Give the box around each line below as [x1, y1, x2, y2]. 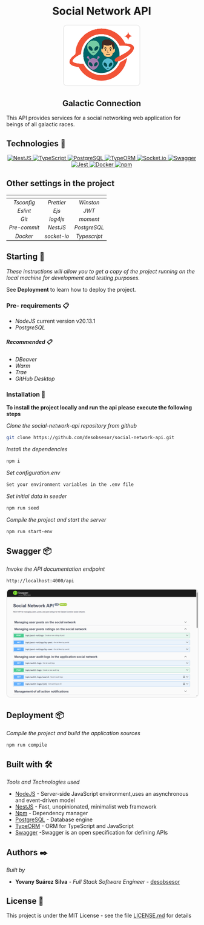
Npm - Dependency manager [15, 810, 88, 817]
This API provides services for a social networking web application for [6, 114, 181, 122]
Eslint [17, 207, 31, 214]
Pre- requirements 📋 [6, 301, 70, 310]
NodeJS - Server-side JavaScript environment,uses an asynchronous [15, 790, 189, 798]
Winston [78, 198, 100, 206]
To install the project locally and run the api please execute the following [6, 404, 192, 411]
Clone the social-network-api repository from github [6, 422, 137, 429]
